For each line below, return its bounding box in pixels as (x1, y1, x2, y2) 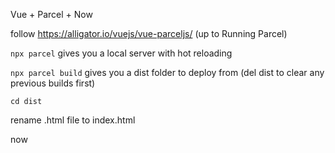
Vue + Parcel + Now (10, 9, 93, 20)
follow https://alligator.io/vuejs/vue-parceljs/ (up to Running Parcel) (10, 28, 288, 39)
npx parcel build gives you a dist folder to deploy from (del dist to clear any (10, 67, 325, 78)
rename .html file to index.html (10, 114, 136, 126)
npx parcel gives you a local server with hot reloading (10, 47, 233, 59)
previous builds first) (10, 77, 96, 89)
